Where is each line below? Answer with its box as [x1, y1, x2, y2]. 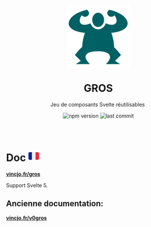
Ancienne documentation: [6, 199, 104, 209]
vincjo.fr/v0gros [6, 214, 47, 221]
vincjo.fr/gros [6, 170, 41, 177]
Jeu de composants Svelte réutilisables [50, 101, 145, 108]
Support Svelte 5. [6, 181, 48, 188]
